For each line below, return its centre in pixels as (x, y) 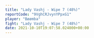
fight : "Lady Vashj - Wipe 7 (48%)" (43, 23)
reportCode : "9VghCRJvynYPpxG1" (38, 14)
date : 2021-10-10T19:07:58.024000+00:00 (47, 28)
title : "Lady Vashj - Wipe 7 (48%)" (43, 10)
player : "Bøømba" (23, 19)
